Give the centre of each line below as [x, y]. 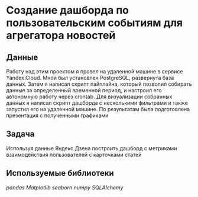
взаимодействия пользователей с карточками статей [74, 154]
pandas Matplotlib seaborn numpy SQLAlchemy [65, 188]
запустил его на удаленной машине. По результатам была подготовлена [98, 109]
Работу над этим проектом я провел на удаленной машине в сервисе [95, 71]
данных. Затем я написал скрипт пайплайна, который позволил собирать [99, 84]
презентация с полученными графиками [57, 115]
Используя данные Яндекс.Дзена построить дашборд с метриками [92, 148]
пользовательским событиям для [95, 23]
